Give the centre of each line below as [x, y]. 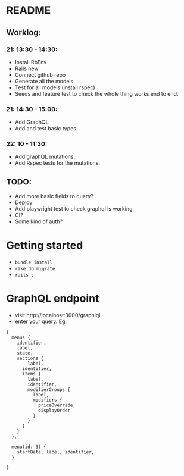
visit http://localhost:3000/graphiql [57, 315]
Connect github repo [40, 74]
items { [32, 374]
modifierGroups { [49, 390]
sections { [30, 358]
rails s [24, 275]
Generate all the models [44, 81]
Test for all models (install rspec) [55, 87]
